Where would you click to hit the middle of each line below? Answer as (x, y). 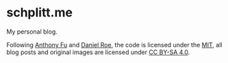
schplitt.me (40, 13)
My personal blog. (32, 32)
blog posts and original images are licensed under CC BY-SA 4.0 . (98, 52)
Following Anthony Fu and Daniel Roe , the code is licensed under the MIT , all (114, 45)
